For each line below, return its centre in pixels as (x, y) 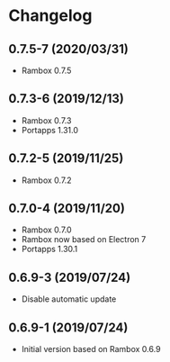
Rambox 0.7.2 (47, 180)
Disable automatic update (69, 299)
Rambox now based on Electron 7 (84, 240)
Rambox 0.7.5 (46, 70)
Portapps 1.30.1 (49, 249)
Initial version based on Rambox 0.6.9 (91, 349)
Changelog (50, 16)
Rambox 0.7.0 (47, 230)
